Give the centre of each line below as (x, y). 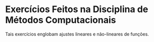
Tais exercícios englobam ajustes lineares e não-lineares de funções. (77, 34)
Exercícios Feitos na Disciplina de (77, 9)
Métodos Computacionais (61, 20)
